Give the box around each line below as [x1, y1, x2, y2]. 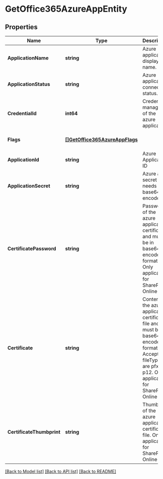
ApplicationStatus [7, 81, 50, 87]
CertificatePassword [7, 245, 57, 252]
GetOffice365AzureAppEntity [5, 3, 128, 15]
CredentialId [7, 110, 37, 116]
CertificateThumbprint [7, 429, 61, 435]
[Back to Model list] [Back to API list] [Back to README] [5, 469, 116, 474]
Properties [5, 23, 38, 31]
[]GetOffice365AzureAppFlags [65, 136, 138, 143]
